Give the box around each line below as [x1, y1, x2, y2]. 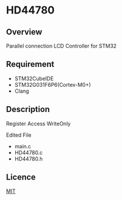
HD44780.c [14, 149, 43, 156]
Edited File [6, 131, 32, 138]
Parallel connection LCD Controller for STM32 [6, 42, 117, 49]
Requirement [6, 59, 55, 69]
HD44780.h [14, 155, 43, 162]
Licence [6, 172, 36, 182]
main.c [14, 143, 31, 150]
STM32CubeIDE [14, 74, 54, 82]
